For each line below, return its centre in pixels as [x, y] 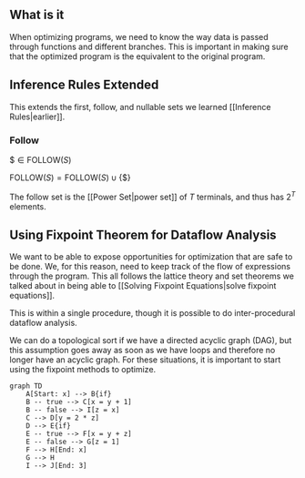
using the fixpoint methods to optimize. [83, 370]
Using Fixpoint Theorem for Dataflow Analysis [143, 234]
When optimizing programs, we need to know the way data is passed [139, 36]
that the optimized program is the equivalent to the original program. [137, 56]
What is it [37, 15]
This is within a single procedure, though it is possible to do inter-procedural [152, 313]
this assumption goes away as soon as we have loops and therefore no [142, 351]
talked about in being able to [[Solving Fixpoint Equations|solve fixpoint [143, 286]
